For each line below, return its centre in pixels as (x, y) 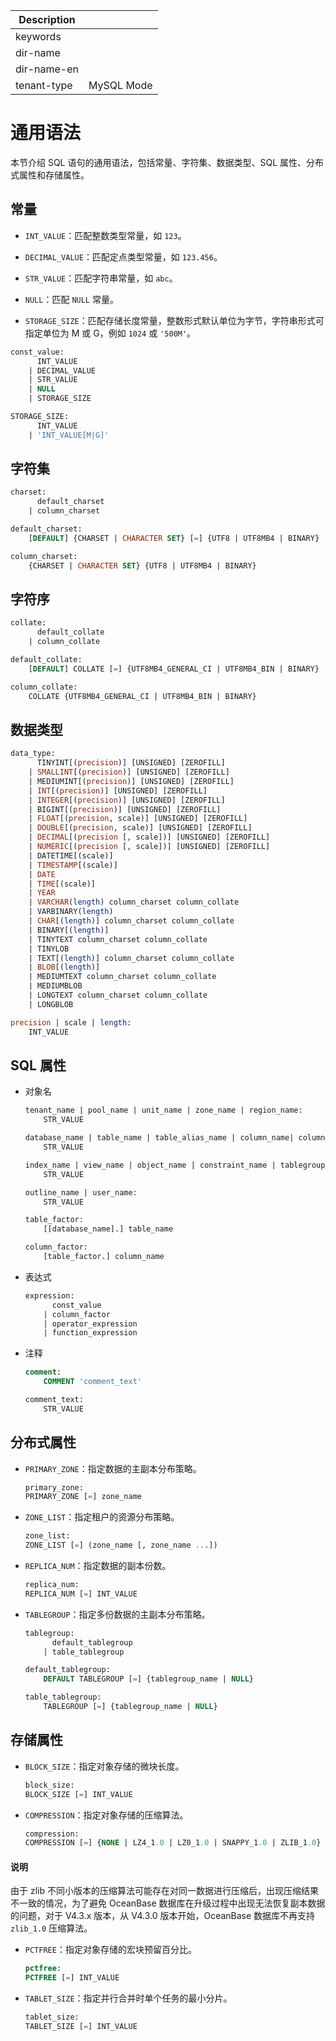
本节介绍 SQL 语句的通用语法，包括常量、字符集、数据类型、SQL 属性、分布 (167, 162)
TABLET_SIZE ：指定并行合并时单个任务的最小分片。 (128, 1998)
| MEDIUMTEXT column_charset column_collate (122, 977)
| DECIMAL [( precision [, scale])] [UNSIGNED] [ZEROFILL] (149, 837)
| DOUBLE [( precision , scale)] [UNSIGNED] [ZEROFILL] (140, 828)
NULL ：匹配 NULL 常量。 (71, 299)
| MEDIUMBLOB (55, 986)
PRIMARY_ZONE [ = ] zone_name (83, 1497)
